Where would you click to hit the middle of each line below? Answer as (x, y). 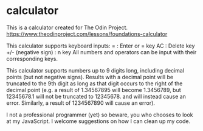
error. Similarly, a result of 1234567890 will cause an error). (81, 103)
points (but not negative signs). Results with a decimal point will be (90, 77)
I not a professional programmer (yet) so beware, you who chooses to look (100, 115)
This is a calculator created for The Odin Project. (67, 27)
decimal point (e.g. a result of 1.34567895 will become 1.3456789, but (94, 90)
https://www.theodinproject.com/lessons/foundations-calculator (87, 34)
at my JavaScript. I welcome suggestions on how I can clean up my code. (98, 121)
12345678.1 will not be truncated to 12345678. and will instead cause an (96, 96)
